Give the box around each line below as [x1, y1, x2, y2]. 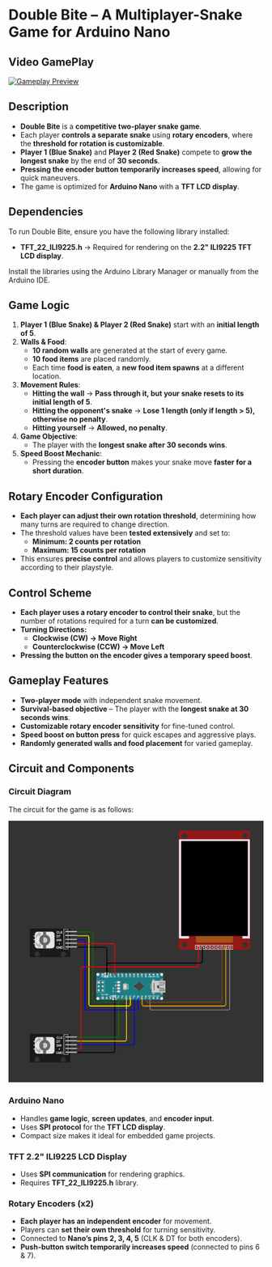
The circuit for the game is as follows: [8, 804, 134, 814]
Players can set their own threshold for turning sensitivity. [19, 1225, 216, 1235]
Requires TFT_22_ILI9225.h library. [19, 1177, 139, 1187]
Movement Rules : [19, 380, 81, 390]
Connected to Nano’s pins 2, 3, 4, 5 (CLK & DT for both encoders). [19, 1234, 243, 1244]
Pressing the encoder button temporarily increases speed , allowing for [19, 164, 262, 174]
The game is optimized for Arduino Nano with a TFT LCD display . [19, 181, 240, 191]
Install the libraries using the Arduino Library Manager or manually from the [8, 266, 259, 276]
